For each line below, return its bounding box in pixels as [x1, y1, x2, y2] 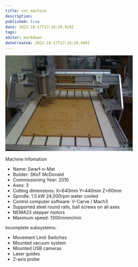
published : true [5, 19, 40, 24]
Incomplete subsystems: [5, 224, 57, 230]
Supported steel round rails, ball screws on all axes [12, 204, 120, 210]
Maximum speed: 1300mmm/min [12, 215, 81, 221]
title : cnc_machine [5, 8, 47, 13]
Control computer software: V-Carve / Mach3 [12, 198, 108, 204]
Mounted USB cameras [12, 245, 62, 251]
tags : [5, 30, 17, 35]
